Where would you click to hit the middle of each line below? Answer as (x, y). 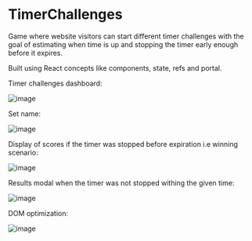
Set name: (25, 113)
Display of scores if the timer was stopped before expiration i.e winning (123, 144)
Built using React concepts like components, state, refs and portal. (115, 68)
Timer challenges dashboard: (56, 83)
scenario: (23, 152)
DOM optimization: (38, 213)
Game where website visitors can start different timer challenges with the (126, 36)
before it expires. (36, 53)
